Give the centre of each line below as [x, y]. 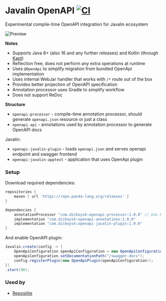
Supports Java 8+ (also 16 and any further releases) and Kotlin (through [85, 53]
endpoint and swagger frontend [45, 154]
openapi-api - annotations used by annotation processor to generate [82, 124]
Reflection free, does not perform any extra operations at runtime [79, 63]
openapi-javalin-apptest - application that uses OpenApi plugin [78, 159]
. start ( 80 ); [17, 270]
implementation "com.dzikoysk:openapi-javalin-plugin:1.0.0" [78, 224]
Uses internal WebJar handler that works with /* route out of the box [82, 79]
